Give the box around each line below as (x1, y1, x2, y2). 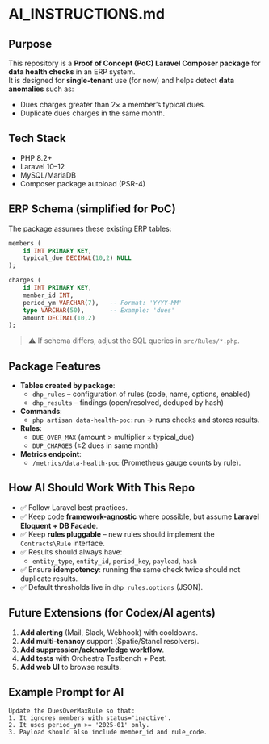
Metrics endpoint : (19, 449, 82, 459)
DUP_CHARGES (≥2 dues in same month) (32, 441, 158, 450)
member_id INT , (23, 291, 74, 299)
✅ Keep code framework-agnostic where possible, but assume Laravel (19, 512, 260, 521)
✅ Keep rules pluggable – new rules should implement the (19, 529, 216, 539)
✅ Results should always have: (19, 546, 123, 557)
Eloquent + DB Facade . (19, 520, 99, 530)
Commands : (19, 407, 62, 416)
